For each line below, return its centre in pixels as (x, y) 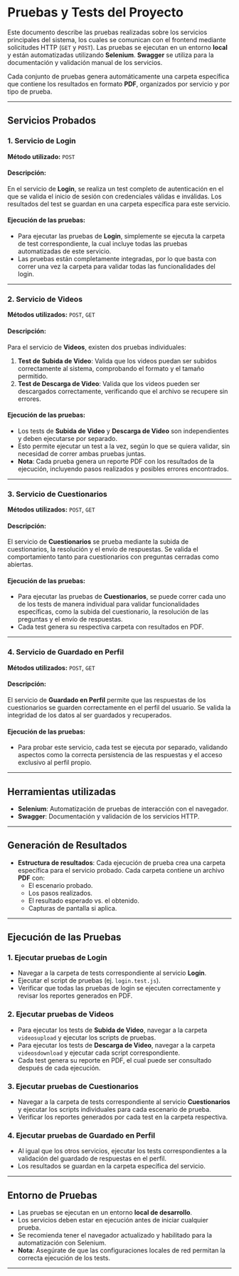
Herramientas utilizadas (62, 792)
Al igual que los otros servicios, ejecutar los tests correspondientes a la (122, 1151)
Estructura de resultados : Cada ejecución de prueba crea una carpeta (122, 862)
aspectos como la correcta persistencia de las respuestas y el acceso (120, 755)
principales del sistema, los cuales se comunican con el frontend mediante (117, 39)
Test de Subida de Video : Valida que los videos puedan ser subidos (117, 360)
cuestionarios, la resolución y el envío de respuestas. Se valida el (103, 550)
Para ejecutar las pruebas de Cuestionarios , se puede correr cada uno (122, 597)
